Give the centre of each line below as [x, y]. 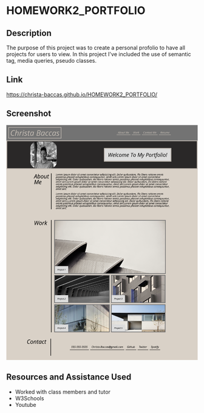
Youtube [25, 404]
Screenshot [29, 114]
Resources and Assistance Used [69, 377]
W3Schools [29, 398]
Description [29, 33]
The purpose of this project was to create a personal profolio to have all [96, 48]
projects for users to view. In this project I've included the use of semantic [99, 54]
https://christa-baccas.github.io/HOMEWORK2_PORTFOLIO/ [82, 94]
